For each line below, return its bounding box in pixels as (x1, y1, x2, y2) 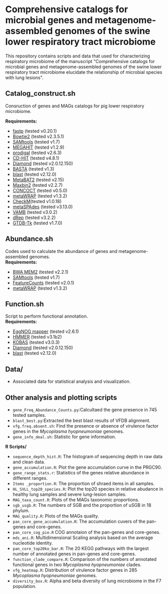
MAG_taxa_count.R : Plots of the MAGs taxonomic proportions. (12, 497, 140, 502)
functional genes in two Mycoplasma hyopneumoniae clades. (12, 561, 142, 568)
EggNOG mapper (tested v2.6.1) (12, 328, 79, 334)
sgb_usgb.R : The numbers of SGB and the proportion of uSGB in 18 (12, 502, 151, 508)
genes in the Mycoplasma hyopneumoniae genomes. (12, 429, 124, 434)
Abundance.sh (5, 235, 53, 243)
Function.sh (5, 299, 44, 308)
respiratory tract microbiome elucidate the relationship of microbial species (5, 69, 162, 75)
